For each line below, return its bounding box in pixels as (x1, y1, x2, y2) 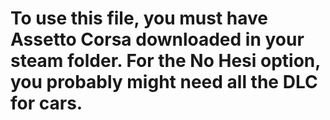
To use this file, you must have (10, 7, 269, 30)
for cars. (10, 92, 83, 115)
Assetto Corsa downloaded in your (10, 28, 305, 51)
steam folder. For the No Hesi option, (10, 50, 321, 72)
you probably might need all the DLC (10, 71, 318, 94)
